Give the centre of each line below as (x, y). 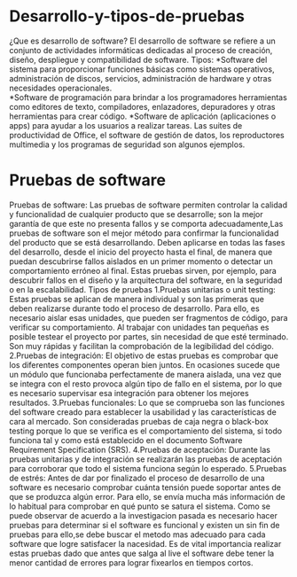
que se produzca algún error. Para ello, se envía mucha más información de (147, 496)
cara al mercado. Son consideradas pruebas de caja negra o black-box (139, 421)
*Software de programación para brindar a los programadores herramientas (148, 97)
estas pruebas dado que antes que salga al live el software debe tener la (142, 553)
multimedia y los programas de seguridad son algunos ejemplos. (127, 144)
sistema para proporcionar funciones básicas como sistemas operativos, (142, 69)
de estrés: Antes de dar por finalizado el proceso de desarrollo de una (137, 478)
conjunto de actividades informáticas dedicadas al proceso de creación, (141, 50)
